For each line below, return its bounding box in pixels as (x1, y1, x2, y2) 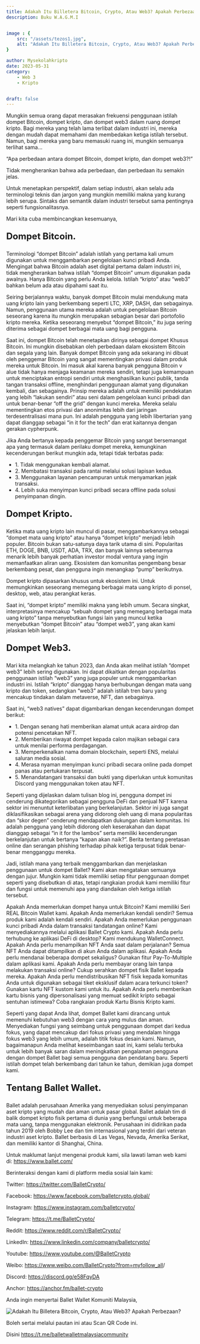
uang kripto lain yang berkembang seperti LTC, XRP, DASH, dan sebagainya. (6, 300, 193, 307)
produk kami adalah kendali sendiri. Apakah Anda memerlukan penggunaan (6, 916, 192, 923)
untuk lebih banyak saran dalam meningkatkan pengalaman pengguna (6, 1048, 179, 1055)
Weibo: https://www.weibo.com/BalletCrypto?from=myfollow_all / (6, 1262, 165, 1269)
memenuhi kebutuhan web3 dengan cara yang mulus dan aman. (6, 1016, 164, 1023)
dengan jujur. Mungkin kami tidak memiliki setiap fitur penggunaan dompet (6, 873, 189, 880)
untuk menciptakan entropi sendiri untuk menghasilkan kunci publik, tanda (6, 375, 189, 382)
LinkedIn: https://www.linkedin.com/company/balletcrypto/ (6, 1239, 151, 1246)
